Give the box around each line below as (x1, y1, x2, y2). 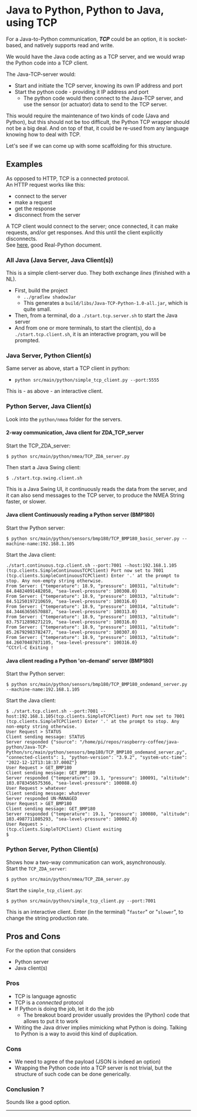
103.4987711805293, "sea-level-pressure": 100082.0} (6, 816, 138, 822)
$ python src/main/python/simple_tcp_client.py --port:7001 (6, 898, 157, 904)
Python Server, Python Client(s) (6, 845, 98, 853)
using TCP (6, 16, 57, 29)
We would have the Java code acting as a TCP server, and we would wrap (6, 53, 185, 60)
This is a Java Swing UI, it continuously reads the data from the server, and (6, 485, 188, 492)
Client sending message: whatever (6, 790, 91, 796)
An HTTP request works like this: (6, 181, 86, 188)
